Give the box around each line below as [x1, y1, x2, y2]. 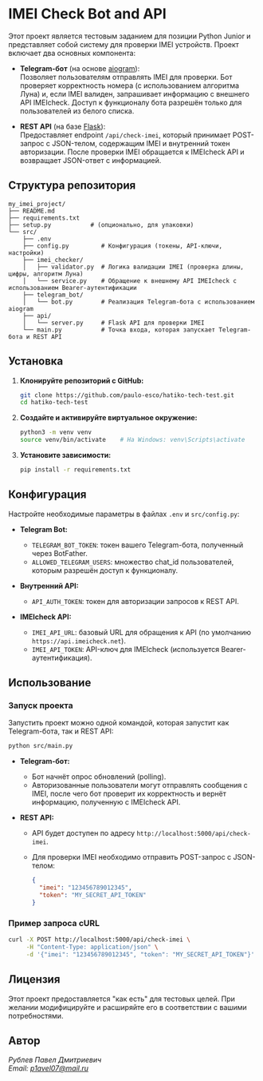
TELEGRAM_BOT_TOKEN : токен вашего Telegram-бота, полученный [31, 540, 244, 550]
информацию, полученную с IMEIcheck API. [31, 797, 181, 807]
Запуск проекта [8, 700, 73, 711]
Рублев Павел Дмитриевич [8, 1055, 102, 1065]
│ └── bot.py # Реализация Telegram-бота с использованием [22, 297, 255, 306]
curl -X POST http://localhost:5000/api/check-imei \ [8, 936, 191, 944]
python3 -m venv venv [19, 428, 92, 436]
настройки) [8, 248, 45, 256]
